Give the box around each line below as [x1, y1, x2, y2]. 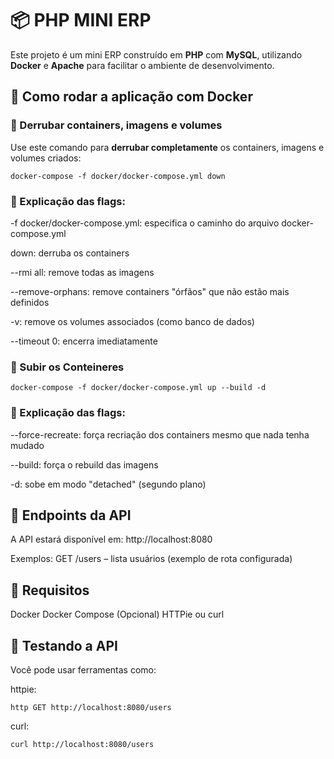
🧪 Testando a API [10, 637, 118, 654]
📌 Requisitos [10, 582, 90, 599]
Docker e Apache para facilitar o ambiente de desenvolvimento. [10, 59, 275, 71]
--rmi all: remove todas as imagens [10, 266, 155, 278]
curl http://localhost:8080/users [10, 739, 155, 749]
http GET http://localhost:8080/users [10, 702, 172, 712]
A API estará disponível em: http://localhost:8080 [10, 533, 213, 546]
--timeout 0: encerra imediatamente [10, 335, 158, 347]
